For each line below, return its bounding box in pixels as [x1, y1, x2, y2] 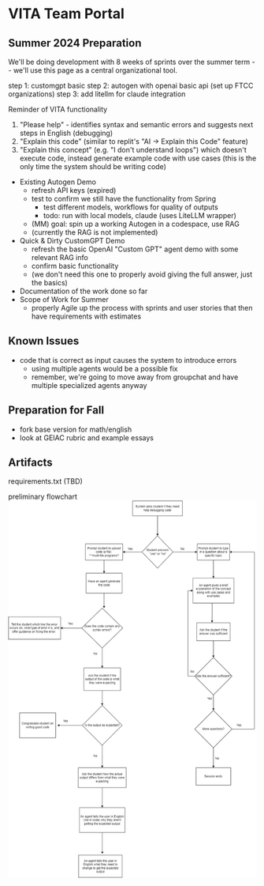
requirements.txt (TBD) [8, 477, 83, 486]
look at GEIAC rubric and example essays [19, 432, 154, 443]
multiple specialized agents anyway [31, 380, 147, 390]
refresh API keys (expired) [31, 186, 117, 194]
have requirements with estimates [31, 311, 142, 321]
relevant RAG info [31, 253, 88, 262]
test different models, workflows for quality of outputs [43, 202, 218, 212]
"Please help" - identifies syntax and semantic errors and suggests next [19, 120, 254, 129]
